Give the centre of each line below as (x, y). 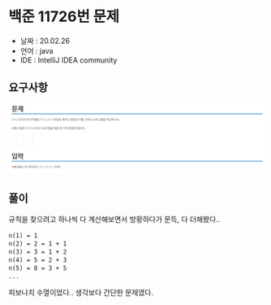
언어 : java (37, 50)
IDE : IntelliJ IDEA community (69, 60)
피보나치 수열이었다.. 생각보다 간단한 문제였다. (81, 293)
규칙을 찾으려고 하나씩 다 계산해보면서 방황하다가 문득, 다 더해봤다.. (114, 220)
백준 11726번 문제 (64, 17)
